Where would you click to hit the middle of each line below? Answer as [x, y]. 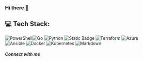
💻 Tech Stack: [27, 24]
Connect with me [23, 54]
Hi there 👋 [17, 8]
